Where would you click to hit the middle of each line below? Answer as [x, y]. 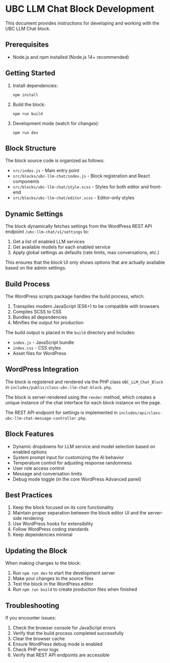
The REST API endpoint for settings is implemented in [62, 412]
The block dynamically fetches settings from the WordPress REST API [79, 226]
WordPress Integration [42, 369]
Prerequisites [27, 45]
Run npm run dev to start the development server [64, 573]
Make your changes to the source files [53, 578]
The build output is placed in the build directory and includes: [70, 333]
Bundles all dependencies [40, 317]
